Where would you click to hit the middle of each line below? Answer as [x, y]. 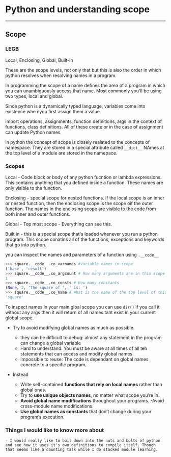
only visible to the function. [34, 188]
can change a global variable [51, 343]
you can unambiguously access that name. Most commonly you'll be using [83, 91]
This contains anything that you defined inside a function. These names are [84, 183]
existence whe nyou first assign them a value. [53, 111]
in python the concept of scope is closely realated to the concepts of [78, 142]
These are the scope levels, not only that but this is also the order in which [83, 70]
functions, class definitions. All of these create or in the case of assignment [84, 126]
